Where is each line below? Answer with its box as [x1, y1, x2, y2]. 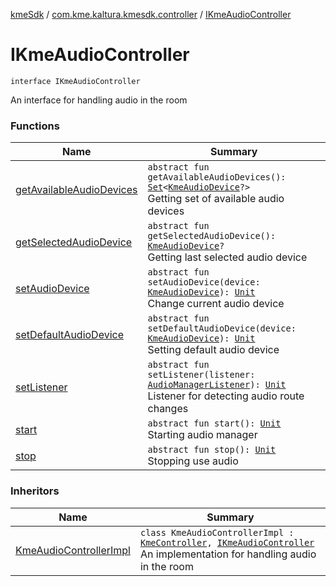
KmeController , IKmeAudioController [139, 537, 315, 548]
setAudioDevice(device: [147, 277, 261, 288]
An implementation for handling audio [139, 547, 317, 561]
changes [147, 402, 189, 416]
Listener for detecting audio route [147, 389, 305, 403]
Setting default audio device [147, 343, 280, 357]
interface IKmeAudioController [10, 76, 141, 86]
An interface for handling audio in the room [10, 94, 188, 106]
